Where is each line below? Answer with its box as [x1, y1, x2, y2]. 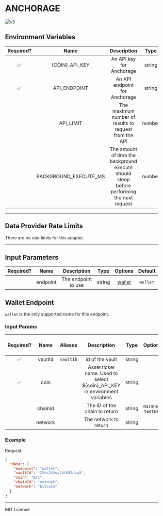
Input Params [5, 323, 37, 330]
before [115, 182, 131, 189]
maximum [112, 108, 135, 114]
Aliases [60, 342, 78, 349]
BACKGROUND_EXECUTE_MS [36, 173, 105, 180]
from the [114, 132, 133, 139]
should [115, 170, 131, 177]
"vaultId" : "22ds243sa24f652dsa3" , [14, 470, 86, 475]
